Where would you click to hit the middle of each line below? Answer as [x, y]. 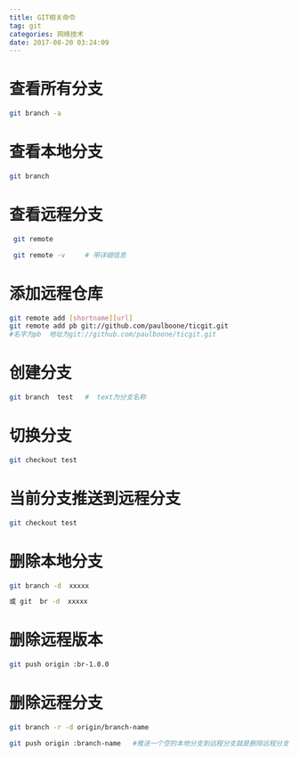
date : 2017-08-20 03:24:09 [59, 42]
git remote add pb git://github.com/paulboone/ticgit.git [119, 326]
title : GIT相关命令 [43, 17]
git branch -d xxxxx [49, 586]
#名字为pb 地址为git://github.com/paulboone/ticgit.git [113, 335]
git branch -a [36, 114]
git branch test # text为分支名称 [78, 397]
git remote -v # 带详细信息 [69, 255]
